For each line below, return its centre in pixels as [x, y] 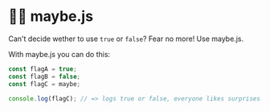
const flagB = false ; [45, 76]
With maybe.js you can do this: [59, 54]
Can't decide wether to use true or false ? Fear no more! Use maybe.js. [126, 39]
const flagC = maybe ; [45, 84]
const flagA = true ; [43, 69]
